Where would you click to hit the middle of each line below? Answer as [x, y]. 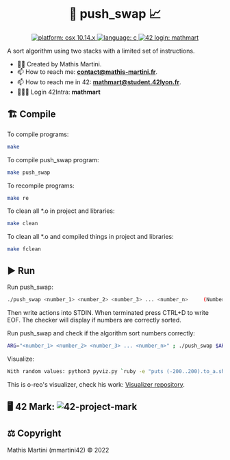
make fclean [24, 249]
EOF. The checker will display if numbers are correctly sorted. [94, 320]
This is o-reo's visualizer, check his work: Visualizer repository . [96, 384]
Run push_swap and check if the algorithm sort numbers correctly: [101, 333]
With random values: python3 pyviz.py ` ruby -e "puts [86, 371]
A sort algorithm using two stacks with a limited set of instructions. [101, 51]
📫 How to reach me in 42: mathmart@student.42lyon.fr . [99, 82]
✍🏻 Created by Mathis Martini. [59, 64]
